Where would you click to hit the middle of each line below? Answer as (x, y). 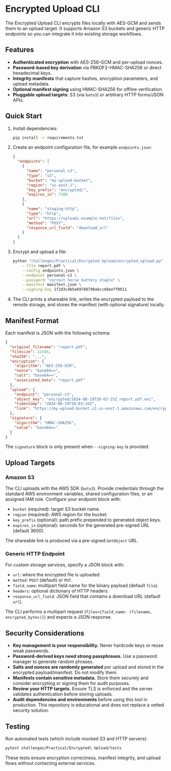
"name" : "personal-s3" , (52, 171)
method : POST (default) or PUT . (42, 580)
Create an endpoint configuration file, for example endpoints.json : (82, 147)
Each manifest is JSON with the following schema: (58, 333)
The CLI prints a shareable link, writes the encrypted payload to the (83, 299)
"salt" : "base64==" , (36, 376)
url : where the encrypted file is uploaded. (56, 575)
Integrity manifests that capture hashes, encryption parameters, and (85, 78)
